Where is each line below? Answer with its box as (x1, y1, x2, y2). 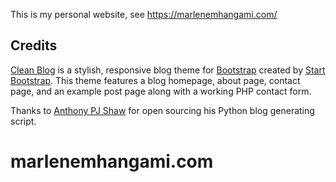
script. (10, 115, 37, 127)
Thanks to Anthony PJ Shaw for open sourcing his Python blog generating (10, 104, 315, 116)
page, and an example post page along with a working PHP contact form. (10, 85, 312, 97)
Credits (10, 37, 58, 54)
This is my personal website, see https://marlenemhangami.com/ (10, 9, 278, 20)
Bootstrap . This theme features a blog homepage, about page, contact (10, 74, 301, 86)
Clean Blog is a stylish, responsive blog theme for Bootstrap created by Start (10, 64, 326, 76)
